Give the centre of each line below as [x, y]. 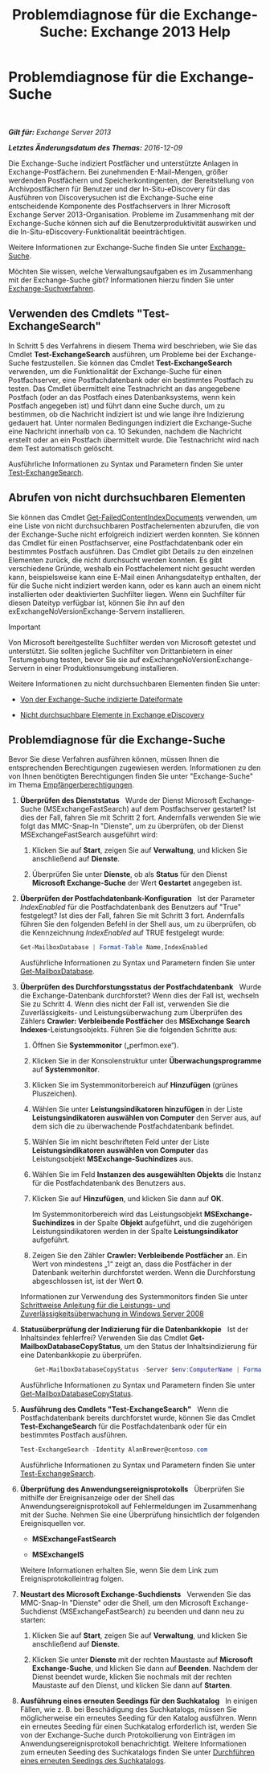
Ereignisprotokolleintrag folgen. [72, 1579]
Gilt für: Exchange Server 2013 [60, 132]
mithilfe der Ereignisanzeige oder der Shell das [97, 1497]
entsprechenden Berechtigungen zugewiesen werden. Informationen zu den [135, 768]
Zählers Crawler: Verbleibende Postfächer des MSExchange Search [135, 1021]
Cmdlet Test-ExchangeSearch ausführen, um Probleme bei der [114, 354]
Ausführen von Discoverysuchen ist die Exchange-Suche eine [111, 197]
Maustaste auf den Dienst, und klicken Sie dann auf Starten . [132, 1685]
